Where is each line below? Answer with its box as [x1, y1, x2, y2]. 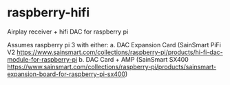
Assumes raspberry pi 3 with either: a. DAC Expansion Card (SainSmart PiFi [7, 40, 222, 49]
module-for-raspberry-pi [7, 55, 78, 63]
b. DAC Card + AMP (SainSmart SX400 [79, 55, 189, 63]
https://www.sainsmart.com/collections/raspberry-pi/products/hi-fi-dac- [17, 48, 223, 56]
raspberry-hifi [7, 5, 90, 21]
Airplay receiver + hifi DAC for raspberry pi [7, 27, 129, 36]
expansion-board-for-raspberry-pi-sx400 [7, 70, 126, 78]
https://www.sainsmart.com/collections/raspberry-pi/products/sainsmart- [7, 62, 217, 71]
